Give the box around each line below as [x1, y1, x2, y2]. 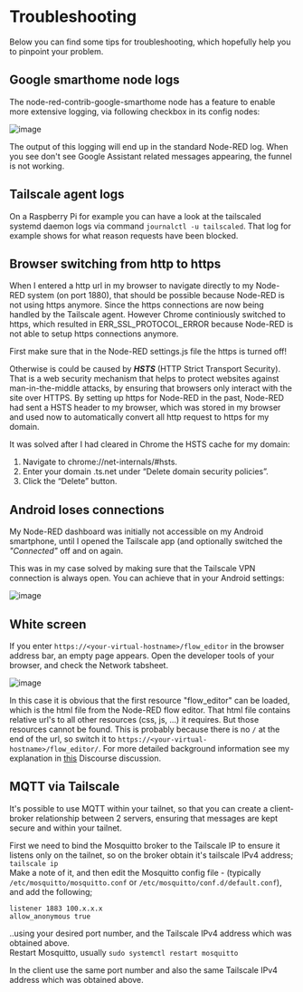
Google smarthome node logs [9, 73, 180, 88]
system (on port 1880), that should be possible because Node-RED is [26, 290, 285, 301]
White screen [9, 617, 87, 632]
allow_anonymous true [9, 911, 91, 921]
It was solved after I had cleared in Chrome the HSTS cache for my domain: [9, 439, 291, 450]
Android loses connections [9, 501, 165, 518]
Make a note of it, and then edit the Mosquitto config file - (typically [9, 867, 261, 878]
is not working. [9, 160, 65, 171]
